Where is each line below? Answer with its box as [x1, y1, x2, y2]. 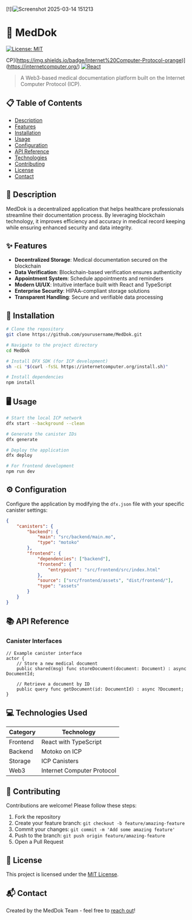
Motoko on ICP [41, 747, 82, 755]
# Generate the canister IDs [6, 431, 77, 437]
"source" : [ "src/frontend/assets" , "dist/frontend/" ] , [37, 577, 174, 584]
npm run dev [6, 468, 35, 474]
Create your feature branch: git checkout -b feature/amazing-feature [14, 820, 185, 827]
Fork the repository [14, 813, 61, 820]
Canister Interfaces [6, 637, 62, 645]
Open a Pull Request [14, 838, 64, 846]
